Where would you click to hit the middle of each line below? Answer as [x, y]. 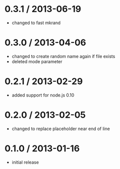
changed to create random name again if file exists [63, 56]
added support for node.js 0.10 [43, 95]
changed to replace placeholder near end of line [61, 129]
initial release [25, 162]
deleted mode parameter [37, 61]
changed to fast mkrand [36, 23]
